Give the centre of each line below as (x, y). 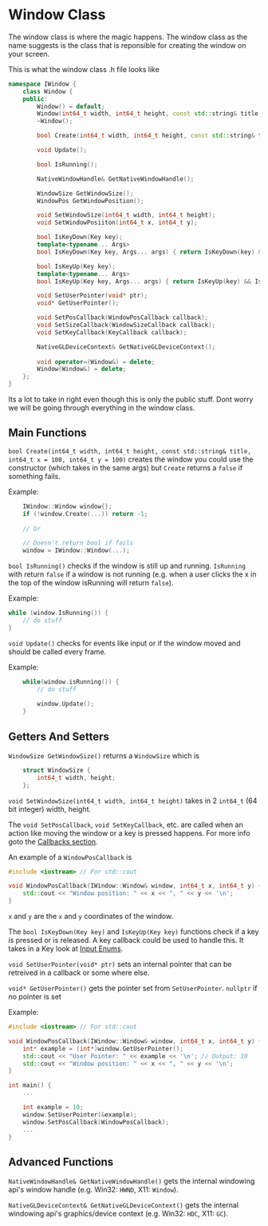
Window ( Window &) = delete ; (82, 369)
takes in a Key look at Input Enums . (66, 948)
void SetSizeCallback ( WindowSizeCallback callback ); (126, 325)
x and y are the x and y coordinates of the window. (91, 917)
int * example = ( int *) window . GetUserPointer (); (103, 1048)
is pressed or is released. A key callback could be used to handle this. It (126, 940)
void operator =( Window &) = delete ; (96, 361)
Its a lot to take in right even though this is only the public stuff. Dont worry (131, 399)
